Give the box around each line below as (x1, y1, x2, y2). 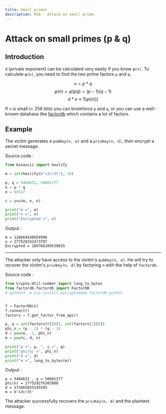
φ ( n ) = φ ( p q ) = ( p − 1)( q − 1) (54, 88, 112, 94)
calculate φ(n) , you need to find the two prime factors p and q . (5, 71, 131, 77)
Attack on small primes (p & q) (5, 33, 131, 44)
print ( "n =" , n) (5, 212, 39, 217)
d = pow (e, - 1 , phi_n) (5, 331, 52, 336)
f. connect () (5, 308, 30, 313)
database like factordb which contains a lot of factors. (19, 111, 130, 116)
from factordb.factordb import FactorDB (5, 286, 90, 291)
